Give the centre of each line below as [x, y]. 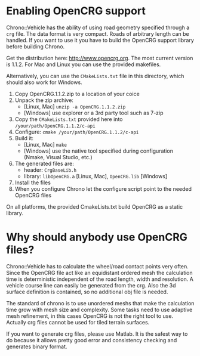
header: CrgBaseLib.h [50, 170]
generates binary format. [37, 346]
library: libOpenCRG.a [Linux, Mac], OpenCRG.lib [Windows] [96, 176]
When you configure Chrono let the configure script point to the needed [103, 188]
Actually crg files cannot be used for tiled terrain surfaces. [78, 322]
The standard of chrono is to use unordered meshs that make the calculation [100, 303]
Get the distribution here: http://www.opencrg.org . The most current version [100, 58]
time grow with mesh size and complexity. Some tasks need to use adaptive [99, 309]
